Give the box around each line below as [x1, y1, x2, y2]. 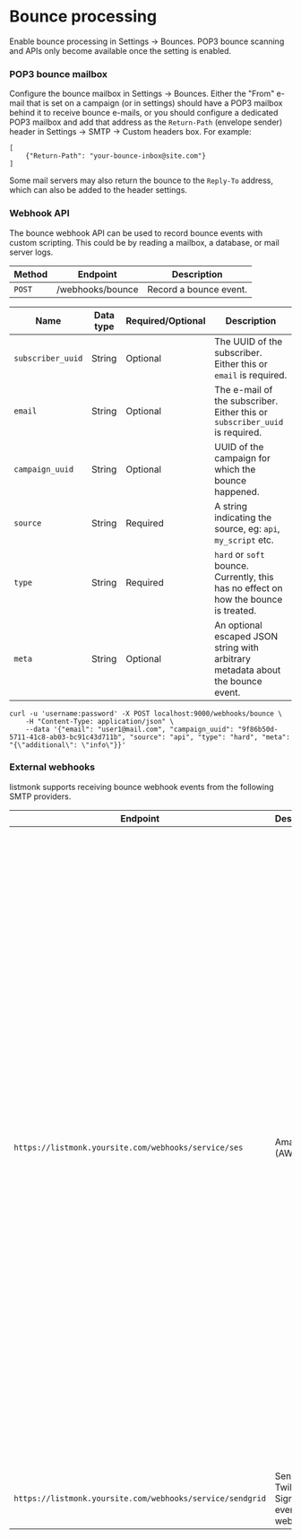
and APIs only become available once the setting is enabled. [9, 45, 232, 56]
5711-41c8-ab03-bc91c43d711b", [9, 733, 126, 742]
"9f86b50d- [237, 725, 279, 734]
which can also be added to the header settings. [9, 185, 188, 196]
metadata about [214, 664, 281, 676]
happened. [214, 485, 260, 498]
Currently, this [214, 570, 274, 583]
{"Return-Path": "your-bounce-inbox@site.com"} [25, 152, 206, 161]
